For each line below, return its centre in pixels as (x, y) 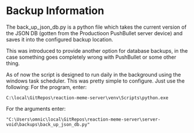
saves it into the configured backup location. (60, 39)
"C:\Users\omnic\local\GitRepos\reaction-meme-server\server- (83, 119)
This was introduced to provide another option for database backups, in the (97, 50)
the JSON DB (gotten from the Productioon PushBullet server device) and (94, 33)
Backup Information (55, 11)
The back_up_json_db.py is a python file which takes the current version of (96, 27)
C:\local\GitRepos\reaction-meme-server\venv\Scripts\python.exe (87, 98)
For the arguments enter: (36, 108)
